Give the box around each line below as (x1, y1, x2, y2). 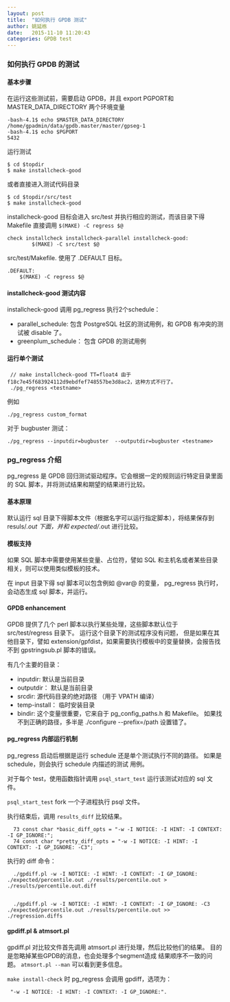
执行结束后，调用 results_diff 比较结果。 (7, 812, 126, 820)
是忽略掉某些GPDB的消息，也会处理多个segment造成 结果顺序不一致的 (7, 951, 207, 959)
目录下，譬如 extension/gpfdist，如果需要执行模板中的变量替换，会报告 (12, 637, 215, 645)
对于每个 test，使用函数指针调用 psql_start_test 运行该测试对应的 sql (7, 774, 206, 782)
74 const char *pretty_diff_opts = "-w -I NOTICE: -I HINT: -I (13, 838, 198, 845)
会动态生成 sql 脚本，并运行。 (7, 587, 91, 596)
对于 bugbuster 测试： (7, 423, 70, 432)
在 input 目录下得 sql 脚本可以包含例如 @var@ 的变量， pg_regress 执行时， (7, 579, 222, 587)
